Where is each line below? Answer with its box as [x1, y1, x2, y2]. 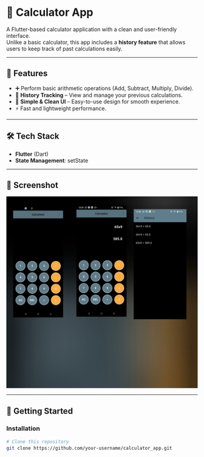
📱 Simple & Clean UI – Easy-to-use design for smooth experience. [15, 97, 180, 105]
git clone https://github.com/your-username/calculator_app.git [6, 445, 172, 451]
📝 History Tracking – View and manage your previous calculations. [15, 91, 183, 99]
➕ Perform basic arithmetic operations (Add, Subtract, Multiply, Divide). [15, 85, 194, 92]
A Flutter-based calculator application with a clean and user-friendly [6, 26, 177, 33]
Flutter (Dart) [15, 150, 49, 158]
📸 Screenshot [6, 180, 59, 190]
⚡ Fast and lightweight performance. [15, 105, 107, 112]
